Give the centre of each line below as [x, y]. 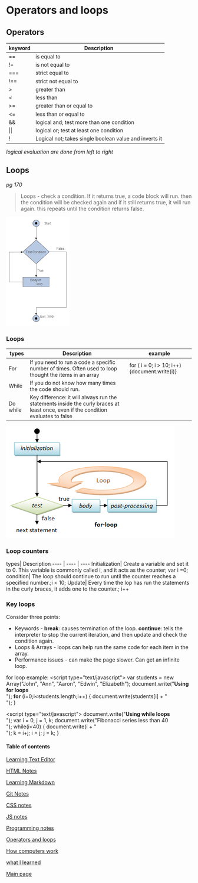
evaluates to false [51, 416]
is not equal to [52, 65]
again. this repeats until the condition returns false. [82, 208]
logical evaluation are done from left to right [60, 152]
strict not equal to [57, 81]
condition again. [34, 641]
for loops [17, 690]
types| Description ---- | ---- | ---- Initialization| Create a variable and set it [97, 563]
